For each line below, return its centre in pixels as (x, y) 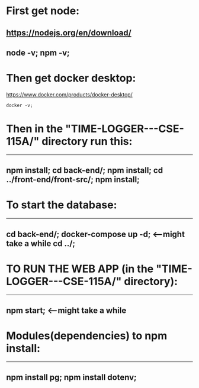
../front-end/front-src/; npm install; (73, 180)
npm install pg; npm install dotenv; (71, 378)
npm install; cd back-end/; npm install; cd (85, 171)
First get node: (43, 11)
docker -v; (20, 105)
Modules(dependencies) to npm (87, 336)
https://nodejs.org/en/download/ (69, 33)
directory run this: (87, 142)
